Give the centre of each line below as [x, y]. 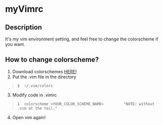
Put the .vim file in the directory [44, 77]
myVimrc [24, 9]
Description [23, 27]
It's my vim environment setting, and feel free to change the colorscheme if [82, 39]
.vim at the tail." [37, 108]
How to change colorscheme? [52, 60]
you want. [15, 44]
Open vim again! [29, 117]
